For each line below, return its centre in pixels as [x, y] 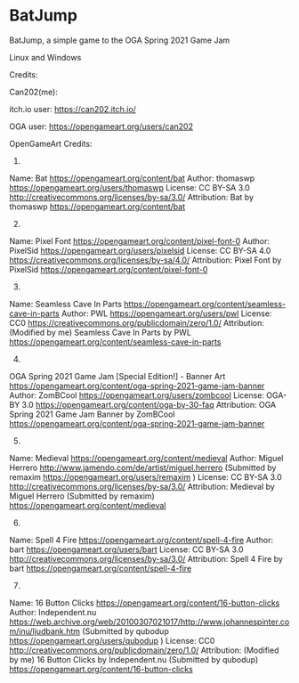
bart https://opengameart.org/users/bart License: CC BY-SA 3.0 [126, 549]
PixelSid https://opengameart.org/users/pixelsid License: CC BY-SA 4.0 [140, 250]
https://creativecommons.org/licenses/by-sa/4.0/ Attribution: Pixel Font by [145, 260]
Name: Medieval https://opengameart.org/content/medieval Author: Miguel [146, 458]
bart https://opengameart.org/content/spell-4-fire [101, 568]
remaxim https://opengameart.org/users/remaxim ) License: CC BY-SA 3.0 [145, 476]
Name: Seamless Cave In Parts [66, 304]
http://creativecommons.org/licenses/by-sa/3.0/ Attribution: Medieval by [142, 486]
